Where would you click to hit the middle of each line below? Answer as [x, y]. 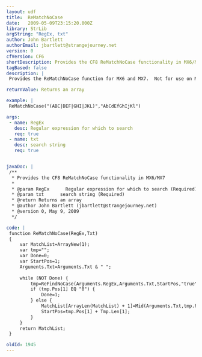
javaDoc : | [20, 166]
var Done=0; [35, 256]
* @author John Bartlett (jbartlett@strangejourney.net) [84, 206]
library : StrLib [26, 29]
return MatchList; [43, 328]
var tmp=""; [35, 250]
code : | [16, 228]
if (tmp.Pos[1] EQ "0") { [63, 289]
